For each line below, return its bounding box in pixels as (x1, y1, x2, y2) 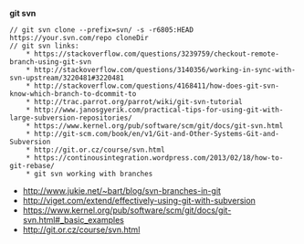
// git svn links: (9, 41, 79, 50)
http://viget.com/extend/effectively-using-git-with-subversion (22, 196, 256, 206)
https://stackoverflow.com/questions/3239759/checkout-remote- (33, 49, 280, 58)
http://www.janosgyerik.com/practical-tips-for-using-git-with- (33, 105, 284, 114)
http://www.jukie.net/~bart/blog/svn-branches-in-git (22, 186, 222, 196)
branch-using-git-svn (9, 58, 92, 67)
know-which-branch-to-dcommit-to (9, 90, 137, 99)
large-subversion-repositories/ (9, 113, 132, 122)
